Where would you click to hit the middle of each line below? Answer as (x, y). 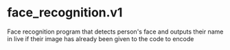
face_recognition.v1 (65, 13)
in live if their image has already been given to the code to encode (101, 38)
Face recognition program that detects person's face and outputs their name (115, 32)
